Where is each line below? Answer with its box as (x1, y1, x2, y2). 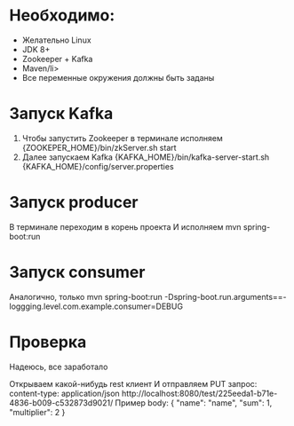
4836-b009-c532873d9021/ (9, 397, 114, 408)
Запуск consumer (9, 263, 146, 282)
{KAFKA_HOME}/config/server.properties (21, 161, 175, 171)
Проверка (9, 332, 87, 351)
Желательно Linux (21, 35, 91, 45)
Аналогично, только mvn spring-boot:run (9, 291, 163, 302)
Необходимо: (9, 5, 115, 26)
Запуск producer (9, 193, 139, 213)
